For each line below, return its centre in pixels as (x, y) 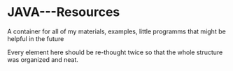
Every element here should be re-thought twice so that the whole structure (115, 52)
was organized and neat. (43, 59)
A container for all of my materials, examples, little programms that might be (116, 31)
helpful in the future (36, 38)
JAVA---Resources (64, 12)
